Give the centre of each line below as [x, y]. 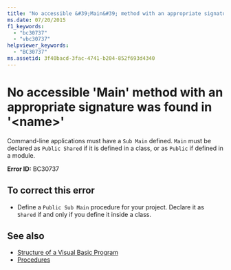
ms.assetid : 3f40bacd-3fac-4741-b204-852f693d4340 [81, 59]
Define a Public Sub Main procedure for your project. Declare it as [111, 207]
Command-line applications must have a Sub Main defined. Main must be [109, 141]
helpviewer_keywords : [38, 45]
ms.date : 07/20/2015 [37, 20]
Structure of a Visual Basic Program [68, 253]
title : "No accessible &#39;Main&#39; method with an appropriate [104, 13]
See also [26, 236]
